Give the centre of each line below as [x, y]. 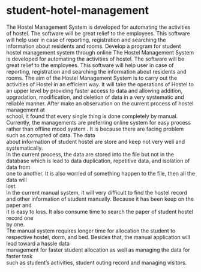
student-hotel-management [77, 10]
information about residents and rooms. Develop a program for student [94, 46]
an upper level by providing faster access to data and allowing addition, [94, 90]
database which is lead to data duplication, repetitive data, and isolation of [98, 161]
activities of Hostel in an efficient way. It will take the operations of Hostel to [100, 84]
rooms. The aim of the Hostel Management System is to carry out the [92, 78]
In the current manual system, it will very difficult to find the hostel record [97, 192]
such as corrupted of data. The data [51, 135]
